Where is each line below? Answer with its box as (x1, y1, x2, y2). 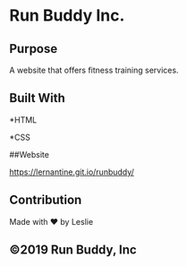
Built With (9, 90, 65, 106)
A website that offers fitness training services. (9, 64, 179, 75)
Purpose (9, 41, 58, 56)
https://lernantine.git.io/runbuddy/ (9, 167, 134, 177)
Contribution (9, 193, 82, 208)
